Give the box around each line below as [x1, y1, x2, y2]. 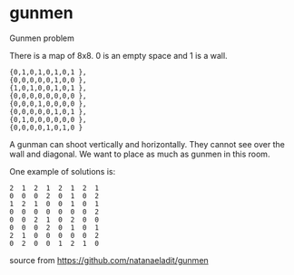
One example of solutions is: [9, 166, 116, 176]
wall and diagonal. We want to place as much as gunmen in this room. [9, 148, 270, 159]
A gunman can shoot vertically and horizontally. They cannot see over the [9, 138, 286, 149]
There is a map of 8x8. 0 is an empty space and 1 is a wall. [9, 50, 229, 61]
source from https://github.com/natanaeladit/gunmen [9, 254, 209, 265]
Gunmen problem [9, 33, 75, 43]
